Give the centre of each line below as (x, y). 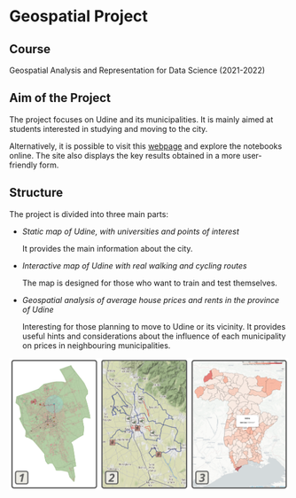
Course (30, 49)
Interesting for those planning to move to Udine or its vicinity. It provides (154, 326)
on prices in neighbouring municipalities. (96, 345)
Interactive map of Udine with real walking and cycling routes (134, 265)
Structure (36, 193)
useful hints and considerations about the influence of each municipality (154, 336)
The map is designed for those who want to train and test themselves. (149, 283)
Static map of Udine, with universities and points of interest (130, 231)
